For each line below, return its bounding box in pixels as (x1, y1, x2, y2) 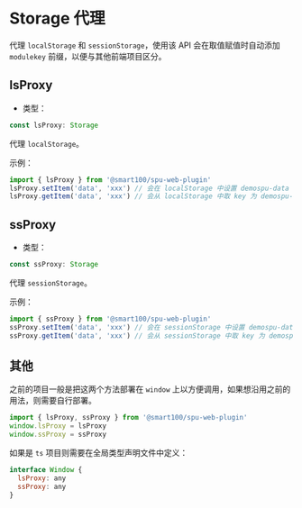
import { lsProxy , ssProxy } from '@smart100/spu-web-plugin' (9, 413, 248, 422)
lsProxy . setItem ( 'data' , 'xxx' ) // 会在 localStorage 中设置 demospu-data (9, 184, 290, 193)
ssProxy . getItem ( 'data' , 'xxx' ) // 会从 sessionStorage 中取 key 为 (9, 331, 266, 340)
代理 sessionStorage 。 (9, 277, 93, 288)
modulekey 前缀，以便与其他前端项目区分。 (9, 50, 167, 61)
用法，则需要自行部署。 (9, 395, 96, 406)
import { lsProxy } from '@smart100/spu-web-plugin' (9, 175, 212, 185)
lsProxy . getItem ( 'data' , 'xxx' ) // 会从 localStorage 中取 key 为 (9, 192, 257, 201)
